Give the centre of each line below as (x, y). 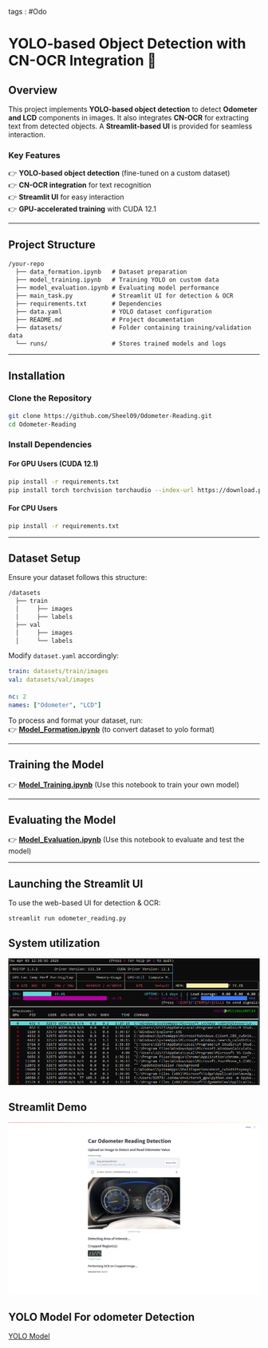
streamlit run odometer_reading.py (67, 919)
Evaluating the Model (62, 820)
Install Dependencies (50, 444)
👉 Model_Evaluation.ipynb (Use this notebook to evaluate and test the (126, 840)
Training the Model (56, 765)
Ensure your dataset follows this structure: (78, 577)
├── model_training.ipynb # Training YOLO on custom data (117, 280)
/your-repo (26, 264)
